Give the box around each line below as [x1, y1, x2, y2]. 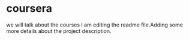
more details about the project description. [6, 27, 112, 34]
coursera [6, 2, 53, 15]
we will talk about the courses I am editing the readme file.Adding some [6, 21, 183, 28]
